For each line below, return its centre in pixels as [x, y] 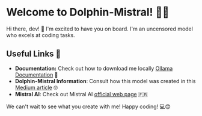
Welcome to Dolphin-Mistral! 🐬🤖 [88, 12]
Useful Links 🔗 [34, 54]
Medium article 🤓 [36, 87]
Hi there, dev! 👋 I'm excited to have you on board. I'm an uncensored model [100, 29]
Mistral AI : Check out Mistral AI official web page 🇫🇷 [81, 94]
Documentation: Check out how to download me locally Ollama [94, 68]
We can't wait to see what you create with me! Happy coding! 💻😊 [88, 106]
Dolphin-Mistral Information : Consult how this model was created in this [105, 81]
